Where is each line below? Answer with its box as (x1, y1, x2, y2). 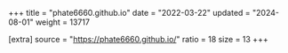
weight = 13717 (35, 17, 91, 27)
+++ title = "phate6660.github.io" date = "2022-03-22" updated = (8, 8, 251, 18)
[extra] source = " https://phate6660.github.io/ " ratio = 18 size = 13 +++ (8, 34, 268, 44)
